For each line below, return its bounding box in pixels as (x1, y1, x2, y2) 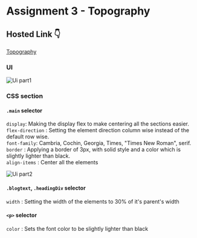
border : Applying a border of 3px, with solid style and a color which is (6, 146, 181, 153)
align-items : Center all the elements (6, 159, 98, 166)
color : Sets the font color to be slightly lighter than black (6, 225, 149, 232)
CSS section (6, 92, 44, 100)
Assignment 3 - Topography (6, 4, 150, 18)
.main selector (6, 107, 42, 114)
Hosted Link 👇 (6, 29, 61, 39)
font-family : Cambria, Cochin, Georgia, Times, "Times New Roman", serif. (6, 140, 192, 147)
